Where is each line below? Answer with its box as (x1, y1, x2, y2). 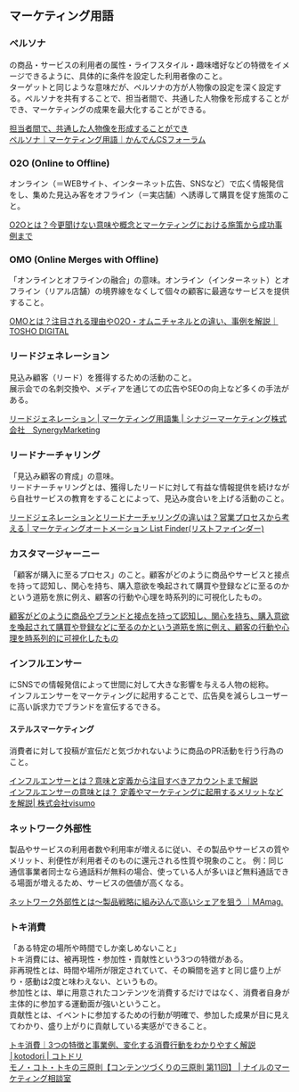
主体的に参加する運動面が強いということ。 (9, 998, 166, 1009)
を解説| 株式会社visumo (9, 797, 96, 809)
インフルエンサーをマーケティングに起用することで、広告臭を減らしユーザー (9, 690, 289, 702)
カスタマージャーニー (9, 547, 101, 560)
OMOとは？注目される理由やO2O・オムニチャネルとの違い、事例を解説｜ (9, 316, 279, 327)
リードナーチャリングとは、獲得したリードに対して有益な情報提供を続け (9, 481, 274, 492)
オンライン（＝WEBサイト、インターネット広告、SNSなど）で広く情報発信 (9, 177, 285, 189)
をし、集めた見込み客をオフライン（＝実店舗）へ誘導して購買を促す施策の (9, 189, 282, 200)
